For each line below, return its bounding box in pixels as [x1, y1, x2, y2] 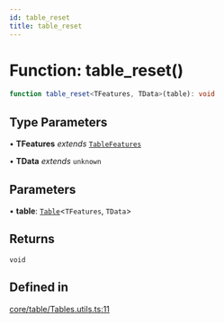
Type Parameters [9, 114, 108, 130]
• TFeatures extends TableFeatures [9, 138, 142, 149]
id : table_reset [9, 13, 70, 22]
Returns [9, 231, 56, 247]
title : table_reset [9, 22, 83, 31]
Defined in [9, 280, 69, 295]
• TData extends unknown [9, 156, 102, 167]
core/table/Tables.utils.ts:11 [9, 303, 111, 314]
